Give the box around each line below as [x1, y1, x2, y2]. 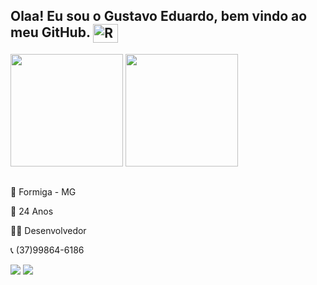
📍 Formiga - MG [10, 186, 77, 198]
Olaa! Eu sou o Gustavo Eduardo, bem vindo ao [10, 8, 308, 25]
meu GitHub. [10, 24, 91, 41]
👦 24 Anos [10, 205, 54, 218]
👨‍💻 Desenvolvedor [10, 225, 87, 237]
